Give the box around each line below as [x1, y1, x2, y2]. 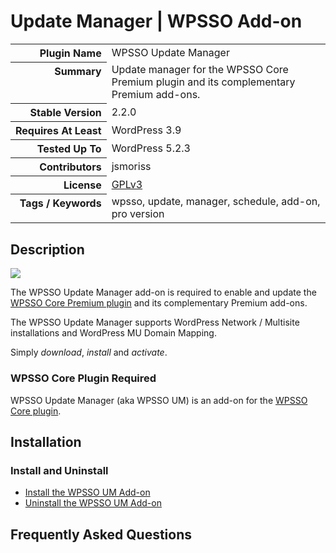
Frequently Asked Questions [10, 526, 193, 543]
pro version [111, 207, 165, 221]
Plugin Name [39, 46, 102, 60]
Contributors [39, 160, 102, 174]
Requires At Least [15, 123, 102, 137]
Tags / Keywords [19, 196, 102, 210]
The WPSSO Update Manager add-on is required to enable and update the [10, 286, 317, 299]
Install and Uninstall [10, 463, 109, 477]
